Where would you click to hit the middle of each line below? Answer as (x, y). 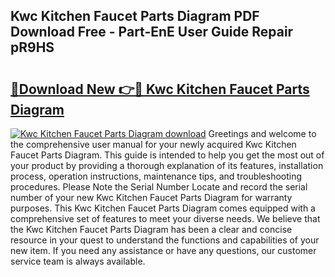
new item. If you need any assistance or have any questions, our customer (163, 250)
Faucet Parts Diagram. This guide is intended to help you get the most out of (167, 155)
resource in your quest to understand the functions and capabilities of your (165, 240)
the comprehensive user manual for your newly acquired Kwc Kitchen (153, 144)
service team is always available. (78, 261)
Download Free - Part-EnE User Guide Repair (152, 32)
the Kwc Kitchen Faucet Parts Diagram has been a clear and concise (151, 229)
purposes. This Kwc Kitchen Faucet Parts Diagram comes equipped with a (163, 208)
